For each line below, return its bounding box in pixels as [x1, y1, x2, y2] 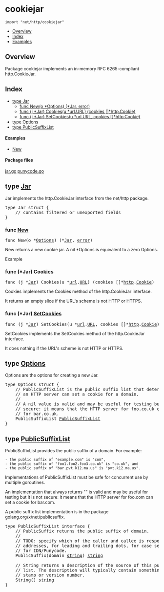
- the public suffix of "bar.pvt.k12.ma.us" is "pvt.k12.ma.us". [5, 466, 141, 471]
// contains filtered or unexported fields [15, 209, 121, 215]
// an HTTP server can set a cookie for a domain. [15, 392, 139, 397]
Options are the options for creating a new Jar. [5, 373, 99, 378]
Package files [5, 157, 33, 163]
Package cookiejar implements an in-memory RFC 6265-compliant [5, 66, 140, 71]
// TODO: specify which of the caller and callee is [15, 538, 144, 544]
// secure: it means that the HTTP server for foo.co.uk [15, 406, 155, 412]
